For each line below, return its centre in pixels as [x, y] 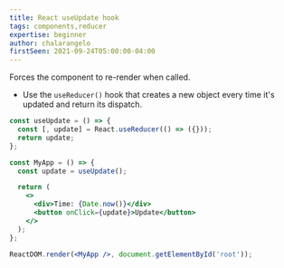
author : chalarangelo [50, 43]
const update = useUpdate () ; [72, 171]
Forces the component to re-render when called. [100, 77]
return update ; [46, 138]
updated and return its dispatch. [82, 104]
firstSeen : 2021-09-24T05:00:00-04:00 [82, 52]
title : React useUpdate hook [64, 18]
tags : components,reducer [58, 26]
